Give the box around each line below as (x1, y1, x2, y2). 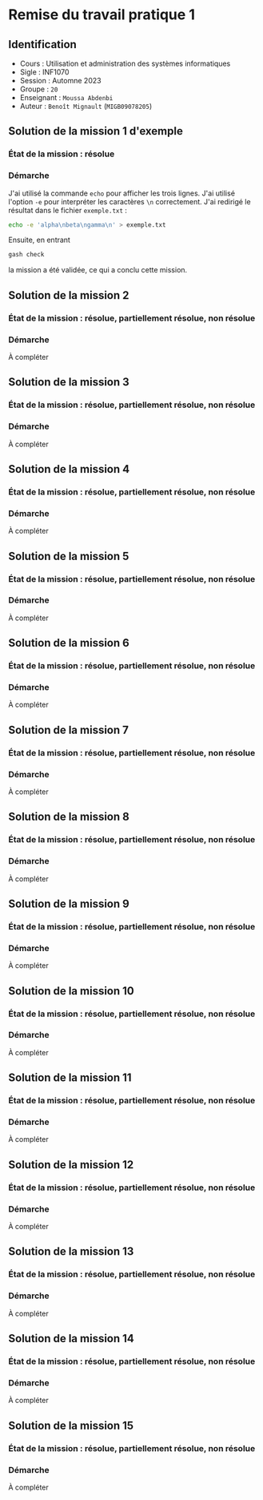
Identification (8, 38, 78, 51)
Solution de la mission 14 (8, 1332, 134, 1345)
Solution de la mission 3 (8, 375, 130, 389)
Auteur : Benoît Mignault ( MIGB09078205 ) (19, 102, 153, 111)
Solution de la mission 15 (8, 1418, 134, 1432)
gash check (8, 251, 45, 259)
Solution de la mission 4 (8, 462, 130, 476)
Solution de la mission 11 (8, 1071, 132, 1085)
